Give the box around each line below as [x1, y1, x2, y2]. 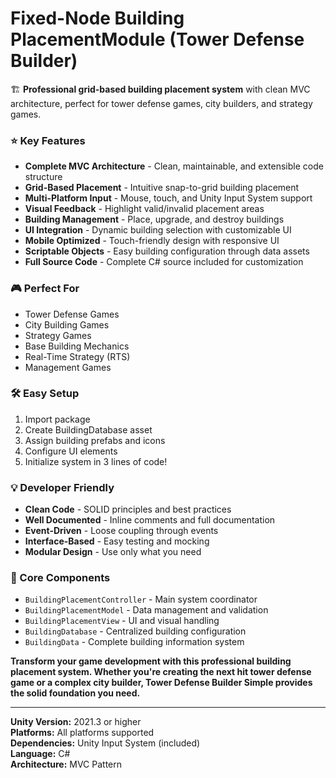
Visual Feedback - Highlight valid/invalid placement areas [24, 203, 265, 215]
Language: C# [10, 748, 71, 760]
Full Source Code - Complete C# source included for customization [24, 256, 304, 268]
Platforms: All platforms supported [10, 727, 155, 739]
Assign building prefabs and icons [24, 434, 166, 446]
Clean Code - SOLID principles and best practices [24, 503, 232, 516]
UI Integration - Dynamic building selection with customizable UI [24, 224, 292, 236]
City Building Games [24, 318, 110, 331]
